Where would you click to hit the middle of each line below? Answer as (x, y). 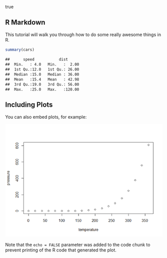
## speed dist (37, 59)
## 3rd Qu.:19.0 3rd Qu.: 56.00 (42, 84)
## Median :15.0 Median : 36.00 (42, 74)
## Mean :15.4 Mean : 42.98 (42, 79)
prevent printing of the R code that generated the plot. (61, 250)
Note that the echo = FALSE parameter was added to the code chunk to (78, 244)
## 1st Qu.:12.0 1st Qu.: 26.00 (42, 69)
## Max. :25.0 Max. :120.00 (42, 89)
